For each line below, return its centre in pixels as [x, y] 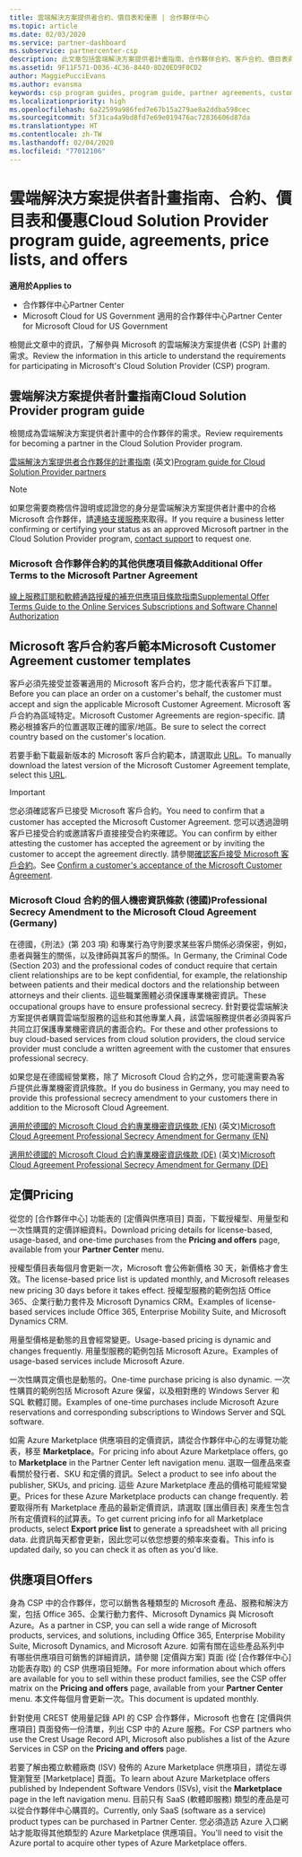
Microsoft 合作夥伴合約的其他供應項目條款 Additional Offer [136, 564]
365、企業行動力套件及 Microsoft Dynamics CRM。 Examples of [127, 1301]
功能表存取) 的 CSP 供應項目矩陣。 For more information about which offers [147, 1669]
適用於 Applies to [40, 285]
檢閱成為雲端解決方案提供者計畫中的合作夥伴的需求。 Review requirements [147, 434]
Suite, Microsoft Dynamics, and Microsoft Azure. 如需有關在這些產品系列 [143, 1646]
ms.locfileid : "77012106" [57, 151]
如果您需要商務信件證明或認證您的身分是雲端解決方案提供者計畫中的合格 [142, 508]
